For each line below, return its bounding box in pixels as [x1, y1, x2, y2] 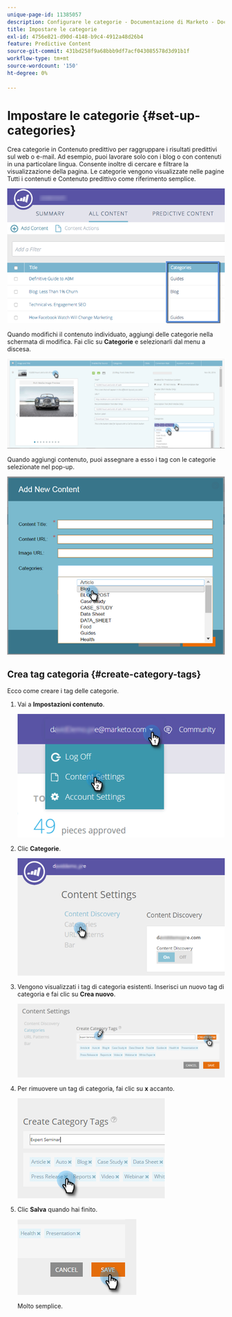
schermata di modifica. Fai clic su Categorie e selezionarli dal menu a [7, 337, 206, 346]
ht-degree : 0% [7, 69, 48, 76]
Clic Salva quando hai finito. [17, 1205, 98, 1213]
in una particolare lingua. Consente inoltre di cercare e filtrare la [7, 160, 188, 168]
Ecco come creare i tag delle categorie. [7, 687, 119, 695]
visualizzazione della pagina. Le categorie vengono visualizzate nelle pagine [7, 167, 224, 176]
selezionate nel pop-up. [7, 463, 75, 471]
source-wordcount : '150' [7, 62, 79, 69]
